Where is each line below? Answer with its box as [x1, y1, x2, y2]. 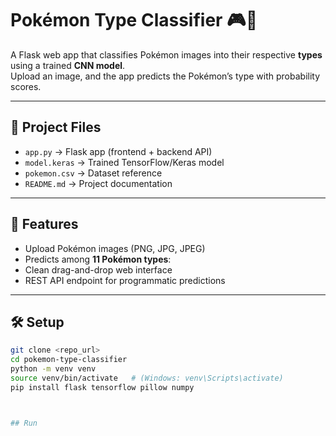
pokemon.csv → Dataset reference [24, 167, 163, 179]
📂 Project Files [10, 119, 102, 136]
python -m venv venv [10, 364, 97, 374]
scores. [10, 80, 42, 92]
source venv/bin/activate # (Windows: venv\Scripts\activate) [10, 373, 284, 383]
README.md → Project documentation [24, 177, 173, 189]
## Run [10, 418, 38, 428]
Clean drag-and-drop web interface [24, 263, 173, 276]
